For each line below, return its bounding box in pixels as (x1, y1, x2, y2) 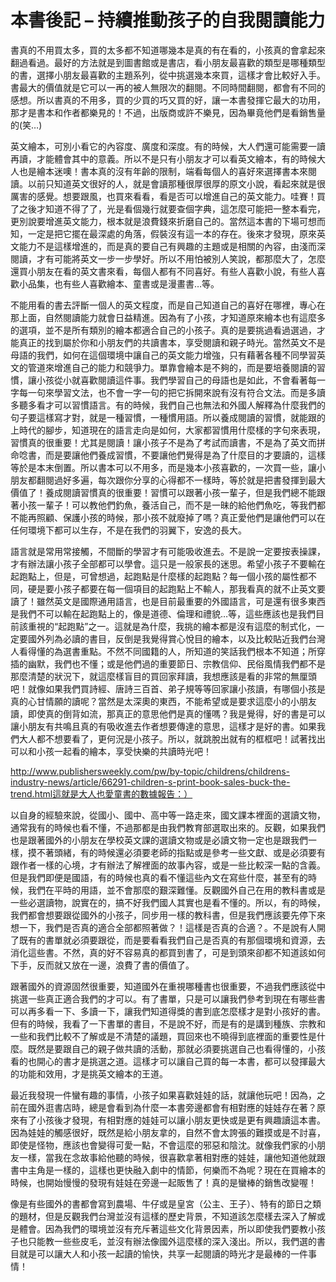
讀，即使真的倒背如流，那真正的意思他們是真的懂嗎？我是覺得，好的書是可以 (10, 707, 326, 720)
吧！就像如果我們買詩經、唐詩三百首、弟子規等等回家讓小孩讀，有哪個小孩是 (10, 682, 326, 695)
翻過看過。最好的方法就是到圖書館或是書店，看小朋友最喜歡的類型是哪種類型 (10, 56, 326, 68)
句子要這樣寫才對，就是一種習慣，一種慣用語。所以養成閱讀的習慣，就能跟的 (10, 411, 326, 423)
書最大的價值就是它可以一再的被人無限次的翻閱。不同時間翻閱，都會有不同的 (10, 81, 326, 93)
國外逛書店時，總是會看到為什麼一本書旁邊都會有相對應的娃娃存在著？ (27, 1101, 317, 1113)
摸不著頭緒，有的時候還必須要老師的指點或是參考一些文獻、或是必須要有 (27, 846, 326, 858)
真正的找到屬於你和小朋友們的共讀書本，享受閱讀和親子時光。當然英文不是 (18, 336, 326, 348)
